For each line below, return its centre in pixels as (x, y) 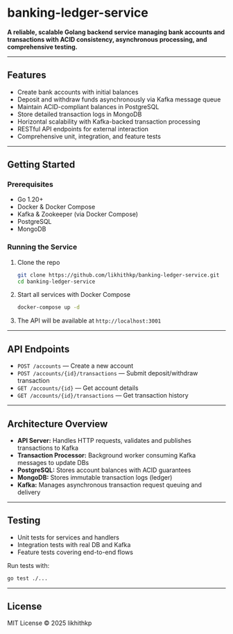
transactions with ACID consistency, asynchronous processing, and (107, 39)
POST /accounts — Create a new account (75, 366)
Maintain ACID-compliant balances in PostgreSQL (88, 106)
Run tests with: (28, 565)
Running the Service (42, 247)
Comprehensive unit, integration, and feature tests (89, 136)
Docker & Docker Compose (56, 207)
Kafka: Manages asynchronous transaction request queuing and (110, 485)
